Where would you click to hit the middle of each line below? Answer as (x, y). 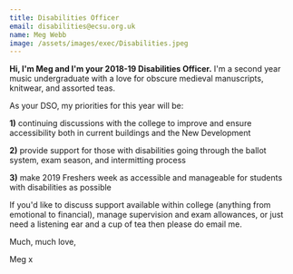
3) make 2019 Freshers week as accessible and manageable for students (146, 178)
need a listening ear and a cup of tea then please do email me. (126, 224)
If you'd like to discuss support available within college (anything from (140, 205)
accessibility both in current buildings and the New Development (130, 133)
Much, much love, (43, 242)
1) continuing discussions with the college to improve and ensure (131, 123)
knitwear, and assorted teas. (63, 88)
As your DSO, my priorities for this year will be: (97, 106)
